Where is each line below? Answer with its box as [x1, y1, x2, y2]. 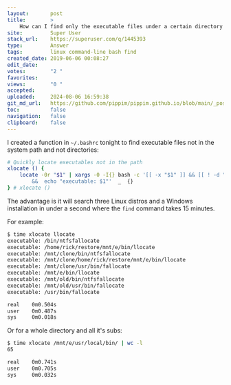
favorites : [7, 74, 38, 81]
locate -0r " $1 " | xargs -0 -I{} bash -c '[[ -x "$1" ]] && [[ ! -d [19, 172, 220, 179]
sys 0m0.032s [7, 371, 57, 378]
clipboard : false [7, 119, 67, 126]
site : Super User [7, 29, 81, 37]
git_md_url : [7, 100, 41, 107]
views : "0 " [7, 81, 63, 88]
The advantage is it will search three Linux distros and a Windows [7, 197, 193, 205]
